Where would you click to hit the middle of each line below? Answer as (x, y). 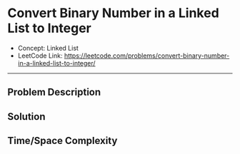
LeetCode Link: (40, 56)
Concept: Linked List (48, 48)
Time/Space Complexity (62, 141)
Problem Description (54, 92)
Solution (26, 117)
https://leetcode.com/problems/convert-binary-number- (147, 56)
